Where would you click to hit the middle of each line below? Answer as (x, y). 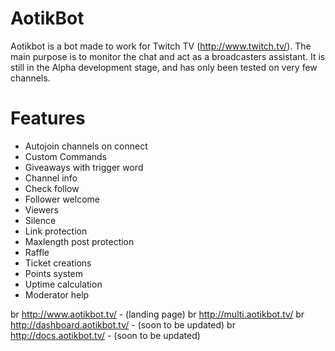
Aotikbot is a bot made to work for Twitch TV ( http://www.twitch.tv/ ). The (161, 46)
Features (48, 118)
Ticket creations (58, 263)
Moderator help (57, 294)
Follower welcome (62, 199)
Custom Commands (65, 156)
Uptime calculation (63, 284)
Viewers (41, 209)
